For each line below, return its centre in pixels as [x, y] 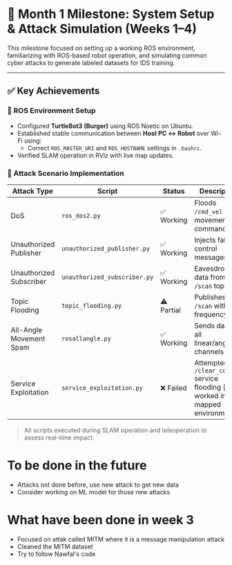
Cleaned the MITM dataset [55, 546]
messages [211, 257]
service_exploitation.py [102, 388]
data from [210, 277]
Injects [205, 240]
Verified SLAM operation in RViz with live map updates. [96, 155]
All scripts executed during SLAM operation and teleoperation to [115, 430]
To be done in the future [77, 466]
